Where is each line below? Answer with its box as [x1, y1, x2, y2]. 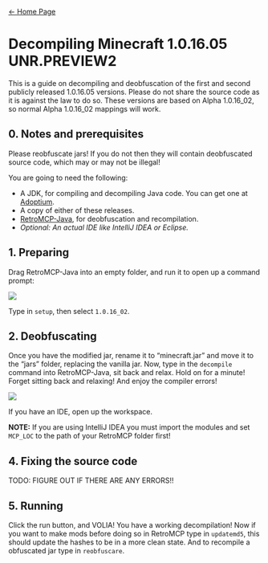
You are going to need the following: [8, 173, 128, 182]
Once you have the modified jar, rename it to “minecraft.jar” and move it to [8, 351, 254, 361]
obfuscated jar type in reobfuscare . [8, 546, 125, 555]
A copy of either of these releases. [19, 205, 135, 215]
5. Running [8, 499, 63, 512]
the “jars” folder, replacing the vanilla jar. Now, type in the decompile [8, 359, 233, 369]
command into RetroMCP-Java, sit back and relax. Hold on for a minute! [8, 368, 246, 377]
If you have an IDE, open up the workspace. [8, 407, 153, 417]
